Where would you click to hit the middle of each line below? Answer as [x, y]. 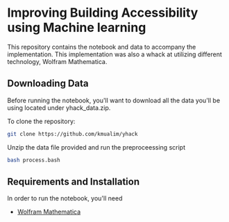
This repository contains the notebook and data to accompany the [102, 47]
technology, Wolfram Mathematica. [57, 61]
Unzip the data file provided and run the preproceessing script [96, 147]
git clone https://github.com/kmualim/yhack [73, 134]
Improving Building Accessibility [103, 13]
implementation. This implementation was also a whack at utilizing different [114, 54]
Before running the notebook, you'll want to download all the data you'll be [114, 100]
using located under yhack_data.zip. [59, 108]
